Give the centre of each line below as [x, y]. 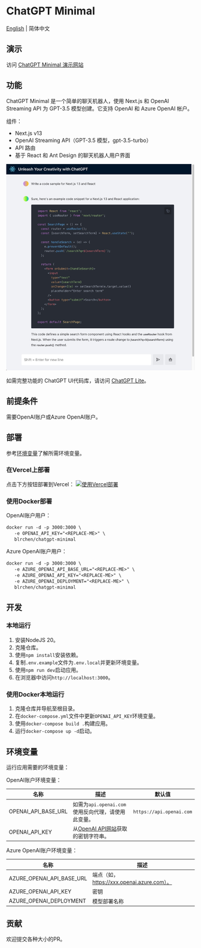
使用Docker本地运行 [35, 694]
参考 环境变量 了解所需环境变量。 [45, 453]
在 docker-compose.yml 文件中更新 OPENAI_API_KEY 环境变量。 [86, 716]
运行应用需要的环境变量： [38, 767]
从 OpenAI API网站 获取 [100, 828]
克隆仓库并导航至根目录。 [46, 708]
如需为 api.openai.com [100, 804]
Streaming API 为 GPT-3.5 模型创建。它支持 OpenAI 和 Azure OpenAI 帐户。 [100, 108]
